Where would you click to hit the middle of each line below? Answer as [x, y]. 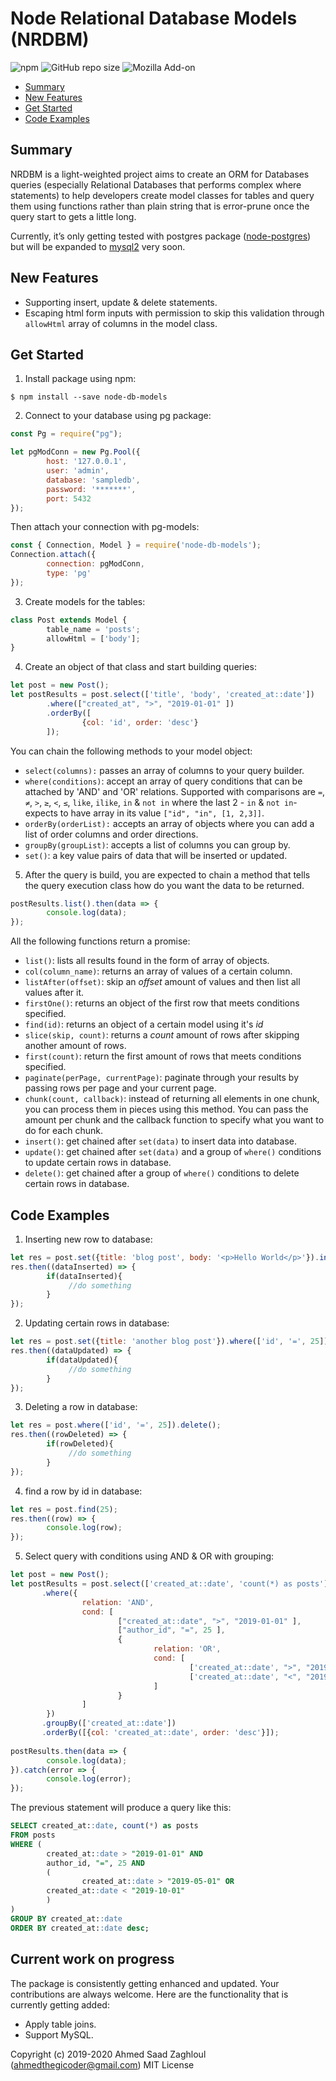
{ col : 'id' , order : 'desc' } [140, 722]
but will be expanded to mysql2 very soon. [98, 246]
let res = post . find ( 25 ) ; [64, 1509]
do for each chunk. [63, 1131]
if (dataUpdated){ [82, 1360]
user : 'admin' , [78, 471]
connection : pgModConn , [95, 564]
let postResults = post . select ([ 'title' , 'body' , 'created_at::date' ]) [162, 695]
